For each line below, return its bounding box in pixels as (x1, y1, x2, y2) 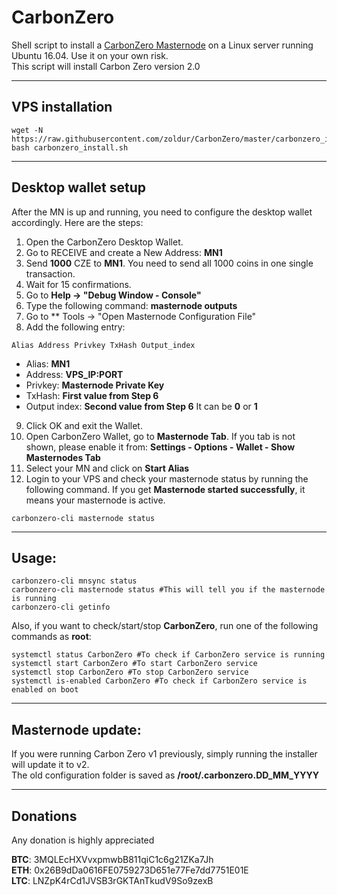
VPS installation (11, 99, 113, 116)
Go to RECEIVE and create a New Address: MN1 (25, 246, 223, 258)
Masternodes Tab (25, 451, 101, 463)
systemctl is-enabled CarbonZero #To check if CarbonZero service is (11, 676, 308, 686)
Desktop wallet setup (11, 179, 147, 196)
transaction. (25, 267, 76, 280)
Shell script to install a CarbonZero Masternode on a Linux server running (11, 39, 314, 51)
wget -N (11, 125, 44, 135)
